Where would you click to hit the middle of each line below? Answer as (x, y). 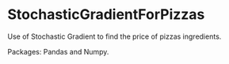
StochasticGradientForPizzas (106, 15)
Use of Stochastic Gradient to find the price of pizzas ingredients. (114, 36)
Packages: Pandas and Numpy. (58, 51)
